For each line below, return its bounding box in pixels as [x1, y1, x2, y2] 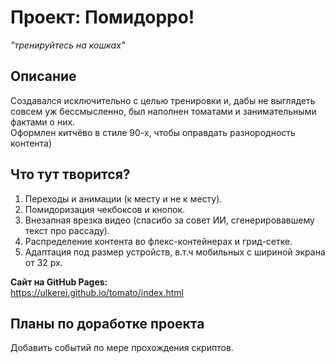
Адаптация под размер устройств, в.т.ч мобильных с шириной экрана [24, 246, 326, 258]
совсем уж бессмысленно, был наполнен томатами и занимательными [10, 105, 317, 117]
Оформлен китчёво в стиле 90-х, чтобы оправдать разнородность [10, 126, 296, 138]
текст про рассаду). [24, 224, 110, 236]
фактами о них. [10, 116, 76, 128]
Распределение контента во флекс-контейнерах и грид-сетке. [24, 235, 293, 247]
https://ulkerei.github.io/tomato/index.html [10, 286, 185, 298]
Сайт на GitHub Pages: [10, 276, 108, 288]
